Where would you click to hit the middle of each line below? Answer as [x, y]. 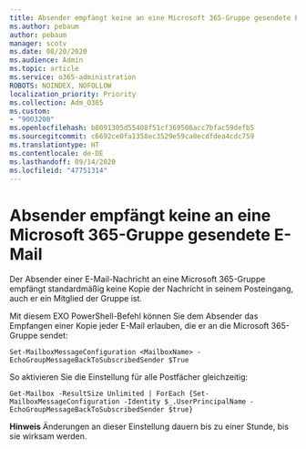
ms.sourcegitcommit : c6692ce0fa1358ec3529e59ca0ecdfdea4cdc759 [132, 137]
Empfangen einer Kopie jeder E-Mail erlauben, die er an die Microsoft [139, 326]
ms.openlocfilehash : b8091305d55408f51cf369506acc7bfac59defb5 [132, 128]
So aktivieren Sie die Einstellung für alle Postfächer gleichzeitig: [129, 377]
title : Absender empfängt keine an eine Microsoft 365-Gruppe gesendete [150, 18]
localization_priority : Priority [73, 94]
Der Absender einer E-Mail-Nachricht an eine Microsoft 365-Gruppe [138, 280]
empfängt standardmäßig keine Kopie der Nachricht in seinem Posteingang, [152, 289]
